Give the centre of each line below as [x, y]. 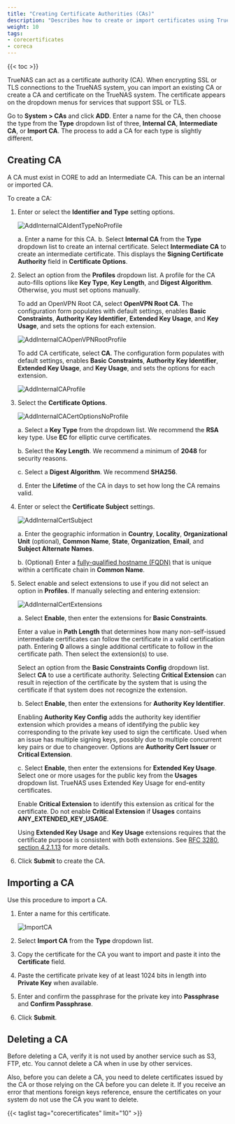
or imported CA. [30, 185]
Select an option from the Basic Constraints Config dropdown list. [113, 667]
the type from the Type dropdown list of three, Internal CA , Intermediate [113, 123]
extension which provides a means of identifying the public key [108, 724]
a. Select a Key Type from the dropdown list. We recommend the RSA [118, 429]
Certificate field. [42, 961]
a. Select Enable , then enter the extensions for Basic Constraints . [112, 617]
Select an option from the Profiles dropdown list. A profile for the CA [116, 275]
